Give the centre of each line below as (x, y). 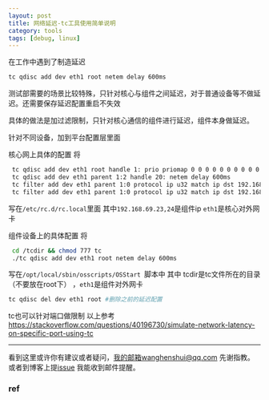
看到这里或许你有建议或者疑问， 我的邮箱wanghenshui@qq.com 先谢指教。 (131, 358)
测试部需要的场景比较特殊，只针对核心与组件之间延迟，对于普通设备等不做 (131, 94)
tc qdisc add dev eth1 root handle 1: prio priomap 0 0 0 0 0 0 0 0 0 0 (136, 170)
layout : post (30, 16)
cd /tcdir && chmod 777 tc (57, 251)
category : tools (35, 30)
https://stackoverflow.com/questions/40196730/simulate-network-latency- (132, 325)
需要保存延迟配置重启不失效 (75, 103)
